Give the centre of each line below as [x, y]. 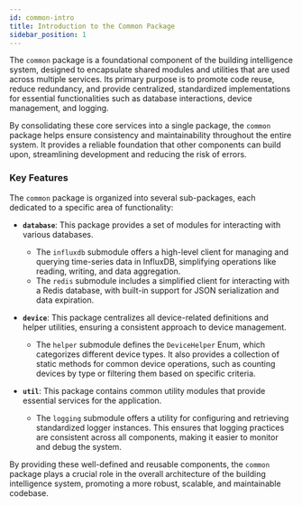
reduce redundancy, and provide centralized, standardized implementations [150, 89]
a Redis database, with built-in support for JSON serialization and [157, 290]
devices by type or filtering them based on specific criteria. [146, 373]
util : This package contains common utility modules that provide [144, 390]
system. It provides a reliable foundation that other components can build [145, 145]
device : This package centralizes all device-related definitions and [145, 317]
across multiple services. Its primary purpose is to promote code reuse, [142, 80]
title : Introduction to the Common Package [92, 26]
